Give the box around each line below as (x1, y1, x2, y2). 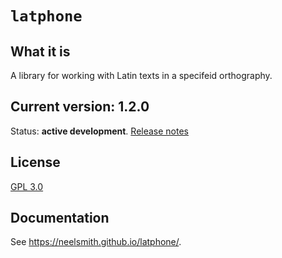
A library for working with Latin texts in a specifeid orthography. (10, 70, 273, 81)
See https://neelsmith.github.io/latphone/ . (10, 236, 182, 248)
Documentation (10, 210, 110, 227)
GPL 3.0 (10, 180, 44, 192)
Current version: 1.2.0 (10, 98, 150, 116)
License (10, 154, 61, 171)
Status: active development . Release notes (10, 125, 190, 137)
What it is (10, 43, 71, 60)
